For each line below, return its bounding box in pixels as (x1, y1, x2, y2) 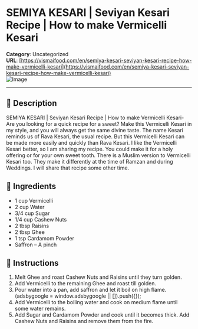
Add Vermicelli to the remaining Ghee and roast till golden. (14, 280, 157, 287)
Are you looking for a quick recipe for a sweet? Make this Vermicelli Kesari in (6, 120, 192, 127)
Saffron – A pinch (14, 241, 57, 248)
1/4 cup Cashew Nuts (14, 216, 67, 223)
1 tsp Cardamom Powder (14, 234, 75, 242)
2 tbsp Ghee (14, 228, 45, 236)
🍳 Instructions (6, 258, 59, 268)
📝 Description (6, 98, 57, 109)
